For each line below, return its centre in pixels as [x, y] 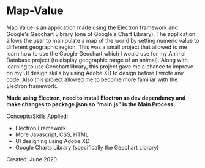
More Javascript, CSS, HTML [52, 134]
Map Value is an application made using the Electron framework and [92, 27]
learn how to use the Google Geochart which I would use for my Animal [96, 53]
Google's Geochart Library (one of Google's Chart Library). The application [101, 34]
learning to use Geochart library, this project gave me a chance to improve [100, 66]
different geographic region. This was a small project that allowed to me [97, 47]
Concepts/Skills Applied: [37, 116]
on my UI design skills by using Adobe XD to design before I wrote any [95, 73]
